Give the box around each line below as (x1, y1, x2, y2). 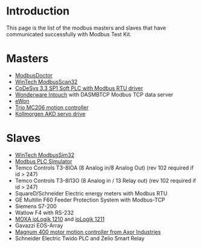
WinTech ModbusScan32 (14, 78, 78, 85)
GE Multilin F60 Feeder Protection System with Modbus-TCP (14, 196, 166, 203)
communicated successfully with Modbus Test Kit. (6, 30, 131, 37)
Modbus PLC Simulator (14, 157, 72, 165)
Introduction (6, 4, 70, 18)
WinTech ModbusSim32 (14, 151, 75, 158)
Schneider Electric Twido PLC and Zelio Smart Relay (14, 234, 145, 242)
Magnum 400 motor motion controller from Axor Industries (14, 228, 161, 235)
